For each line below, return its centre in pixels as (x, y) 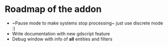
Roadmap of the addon (53, 9)
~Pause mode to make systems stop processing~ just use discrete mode (88, 23)
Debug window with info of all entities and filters (62, 39)
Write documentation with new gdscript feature (61, 33)
